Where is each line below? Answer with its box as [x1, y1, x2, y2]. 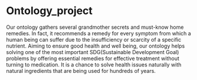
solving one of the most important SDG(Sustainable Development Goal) [6, 48, 179, 55]
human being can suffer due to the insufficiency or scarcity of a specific [6, 36, 182, 43]
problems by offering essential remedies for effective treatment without [6, 55, 180, 62]
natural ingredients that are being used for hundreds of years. [6, 67, 156, 74]
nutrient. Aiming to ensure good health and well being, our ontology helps [6, 42, 185, 49]
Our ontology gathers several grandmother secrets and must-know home [6, 24, 184, 31]
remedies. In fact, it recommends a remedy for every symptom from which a [6, 29, 192, 36]
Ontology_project [6, 4, 93, 18]
